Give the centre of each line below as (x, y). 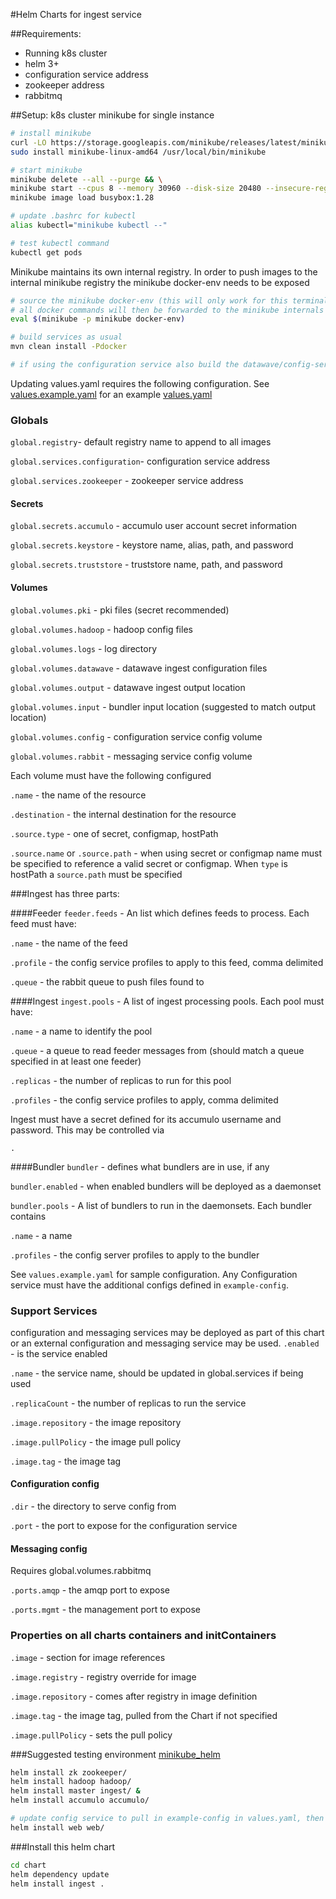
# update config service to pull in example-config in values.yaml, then (167, 1819)
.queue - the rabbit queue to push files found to (107, 981)
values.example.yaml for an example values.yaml (111, 394)
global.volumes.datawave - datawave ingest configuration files (139, 668)
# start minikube (46, 170)
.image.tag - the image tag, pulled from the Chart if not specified (144, 1715)
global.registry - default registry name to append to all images (141, 442)
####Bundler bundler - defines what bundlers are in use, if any (140, 1166)
